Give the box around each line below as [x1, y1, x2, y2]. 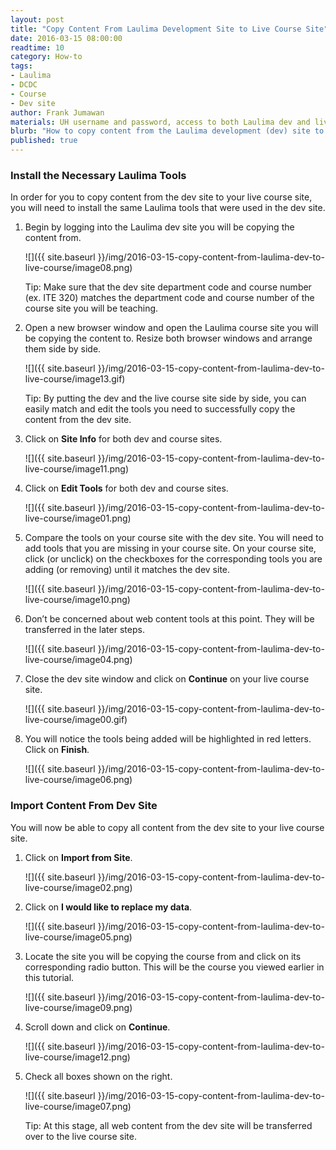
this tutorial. [24, 971, 75, 983]
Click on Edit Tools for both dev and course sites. [24, 482, 229, 495]
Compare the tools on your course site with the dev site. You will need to [24, 532, 324, 544]
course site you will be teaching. [24, 302, 159, 315]
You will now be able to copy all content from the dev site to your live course [10, 821, 325, 833]
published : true [10, 136, 78, 146]
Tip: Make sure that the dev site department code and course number [24, 281, 312, 293]
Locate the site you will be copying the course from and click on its [24, 950, 302, 962]
